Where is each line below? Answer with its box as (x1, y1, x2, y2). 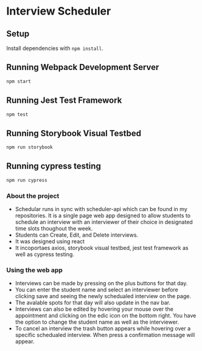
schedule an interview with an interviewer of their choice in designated (15, 218, 193, 226)
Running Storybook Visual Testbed (6, 128, 142, 138)
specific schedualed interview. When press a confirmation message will (15, 332, 195, 339)
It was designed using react (15, 238, 85, 245)
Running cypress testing (6, 161, 102, 172)
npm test (6, 111, 29, 117)
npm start (6, 78, 32, 85)
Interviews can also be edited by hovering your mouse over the (15, 305, 173, 313)
